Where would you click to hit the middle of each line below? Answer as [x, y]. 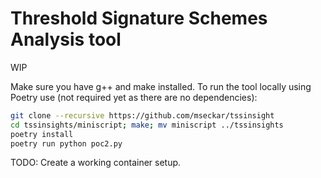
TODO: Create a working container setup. [96, 163]
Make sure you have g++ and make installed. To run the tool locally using [161, 86]
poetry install [42, 134]
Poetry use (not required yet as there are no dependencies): [134, 97]
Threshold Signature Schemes [139, 18]
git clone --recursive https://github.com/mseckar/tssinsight [142, 115]
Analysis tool [66, 39]
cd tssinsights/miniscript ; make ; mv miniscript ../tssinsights [147, 125]
